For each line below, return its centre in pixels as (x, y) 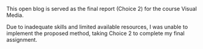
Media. (15, 15)
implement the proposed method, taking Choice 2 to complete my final (96, 33)
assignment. (22, 40)
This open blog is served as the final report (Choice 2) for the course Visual (102, 9)
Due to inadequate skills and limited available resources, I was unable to (97, 27)
